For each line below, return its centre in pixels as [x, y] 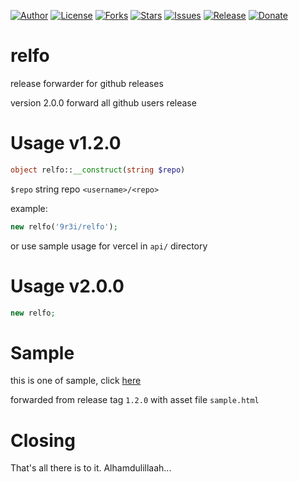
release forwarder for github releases [87, 83]
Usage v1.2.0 [66, 143]
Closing [43, 440]
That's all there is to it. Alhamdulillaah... [91, 468]
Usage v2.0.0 [67, 286]
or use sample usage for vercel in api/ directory [109, 246]
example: [29, 208]
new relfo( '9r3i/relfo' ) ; [64, 226]
